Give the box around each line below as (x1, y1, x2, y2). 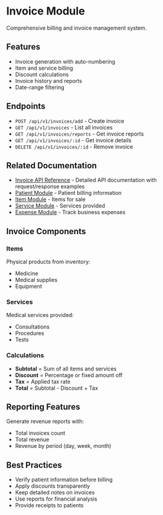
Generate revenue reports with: (6, 418, 85, 425)
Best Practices (6, 460, 62, 470)
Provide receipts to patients (14, 502, 84, 509)
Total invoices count (14, 430, 65, 437)
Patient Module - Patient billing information (14, 189, 122, 197)
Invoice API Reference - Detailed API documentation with (14, 177, 157, 184)
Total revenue (14, 436, 50, 443)
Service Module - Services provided (14, 202, 106, 209)
